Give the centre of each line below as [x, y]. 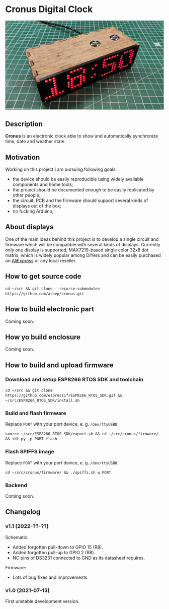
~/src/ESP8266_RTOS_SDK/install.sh [43, 400]
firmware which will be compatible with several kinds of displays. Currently [83, 244]
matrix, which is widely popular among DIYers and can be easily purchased [83, 255]
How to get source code [43, 276]
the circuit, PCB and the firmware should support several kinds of [80, 200]
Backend [16, 485]
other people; [26, 195]
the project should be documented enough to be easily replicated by [83, 190]
